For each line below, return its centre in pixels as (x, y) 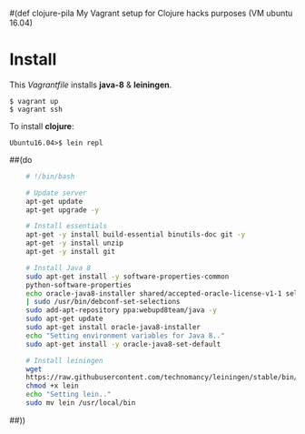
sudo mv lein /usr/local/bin (81, 403)
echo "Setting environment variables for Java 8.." (125, 336)
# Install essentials (66, 227)
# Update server (57, 193)
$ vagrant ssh (36, 109)
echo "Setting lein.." (69, 395)
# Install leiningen (64, 360)
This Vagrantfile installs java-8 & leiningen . (91, 85)
